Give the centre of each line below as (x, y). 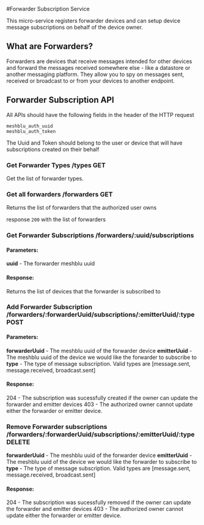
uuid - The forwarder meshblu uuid (51, 263)
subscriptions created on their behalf (53, 149)
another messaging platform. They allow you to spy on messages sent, (95, 74)
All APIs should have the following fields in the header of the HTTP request (100, 115)
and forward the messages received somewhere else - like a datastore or (98, 67)
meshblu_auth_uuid (30, 126)
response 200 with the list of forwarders (56, 219)
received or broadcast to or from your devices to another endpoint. (91, 81)
